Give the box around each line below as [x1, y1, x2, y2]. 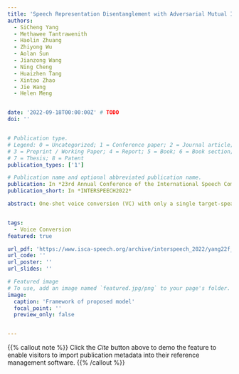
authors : [7, 17, 33, 24]
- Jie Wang [14, 83, 46, 90]
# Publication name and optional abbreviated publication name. [7, 174, 202, 182]
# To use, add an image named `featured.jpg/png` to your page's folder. [7, 284, 231, 292]
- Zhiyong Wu [14, 43, 53, 51]
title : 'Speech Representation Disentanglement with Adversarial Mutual [7, 10, 228, 18]
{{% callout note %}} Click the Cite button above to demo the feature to [7, 343, 217, 352]
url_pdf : [7, 245, 33, 253]
